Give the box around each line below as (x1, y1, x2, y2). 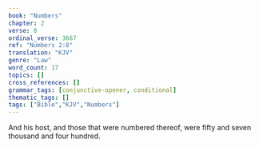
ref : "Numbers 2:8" (8, 42, 74, 50)
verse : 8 (8, 26, 38, 34)
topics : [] (8, 71, 45, 79)
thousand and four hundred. (8, 131, 102, 141)
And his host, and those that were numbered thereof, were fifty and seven (8, 123, 252, 133)
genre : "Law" (8, 57, 52, 65)
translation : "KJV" (8, 49, 74, 57)
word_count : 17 (8, 64, 59, 72)
